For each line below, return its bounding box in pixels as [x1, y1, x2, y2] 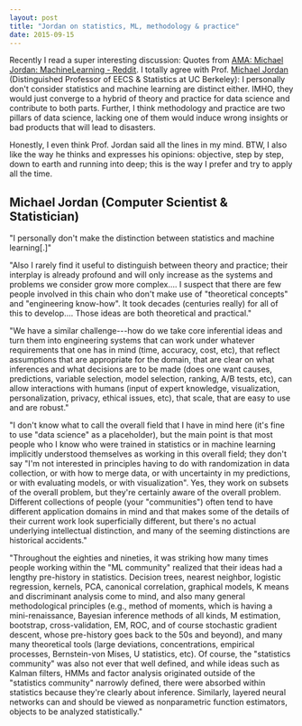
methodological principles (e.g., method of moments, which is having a [9, 600, 273, 611]
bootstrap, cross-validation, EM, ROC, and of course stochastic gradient [9, 620, 278, 631]
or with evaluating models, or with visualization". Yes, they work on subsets [9, 477, 289, 488]
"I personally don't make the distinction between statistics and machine [9, 232, 275, 244]
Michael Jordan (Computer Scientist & [9, 194, 228, 210]
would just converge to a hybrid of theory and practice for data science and [9, 93, 290, 104]
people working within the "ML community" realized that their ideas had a [9, 562, 283, 573]
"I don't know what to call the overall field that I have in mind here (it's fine [9, 420, 286, 430]
